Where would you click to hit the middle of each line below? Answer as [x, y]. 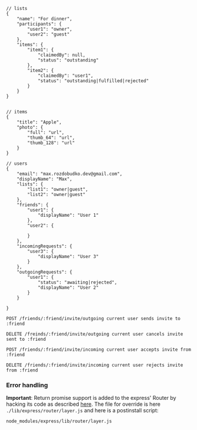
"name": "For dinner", [45, 19]
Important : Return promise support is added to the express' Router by [91, 398]
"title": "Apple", [39, 122]
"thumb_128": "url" [51, 143]
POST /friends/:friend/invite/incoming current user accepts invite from [99, 350]
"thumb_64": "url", [51, 138]
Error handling [27, 385]
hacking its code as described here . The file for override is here [83, 404]
